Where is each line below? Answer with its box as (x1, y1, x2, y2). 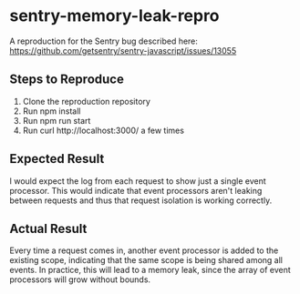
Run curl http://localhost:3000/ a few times (22, 125, 185, 136)
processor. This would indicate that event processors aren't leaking (9, 185, 263, 196)
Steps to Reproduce (9, 72, 125, 87)
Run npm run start (22, 115, 91, 126)
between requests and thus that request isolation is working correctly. (9, 195, 273, 206)
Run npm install (22, 106, 81, 117)
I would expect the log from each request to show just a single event (9, 175, 266, 187)
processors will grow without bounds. (9, 274, 151, 285)
